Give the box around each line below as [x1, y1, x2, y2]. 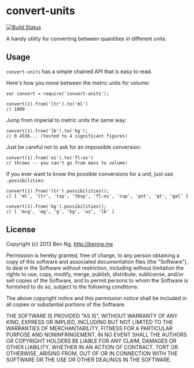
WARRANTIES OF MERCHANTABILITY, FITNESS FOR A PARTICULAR [6, 324, 173, 331]
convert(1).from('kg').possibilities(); [6, 203, 107, 209]
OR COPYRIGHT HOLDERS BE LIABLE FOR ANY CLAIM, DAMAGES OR [6, 337, 177, 344]
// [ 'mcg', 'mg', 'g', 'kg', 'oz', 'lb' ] [6, 208, 115, 215]
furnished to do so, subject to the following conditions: [6, 283, 139, 290]
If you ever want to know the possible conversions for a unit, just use [6, 170, 173, 178]
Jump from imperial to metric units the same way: [6, 116, 127, 123]
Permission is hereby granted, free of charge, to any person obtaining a [6, 252, 180, 259]
